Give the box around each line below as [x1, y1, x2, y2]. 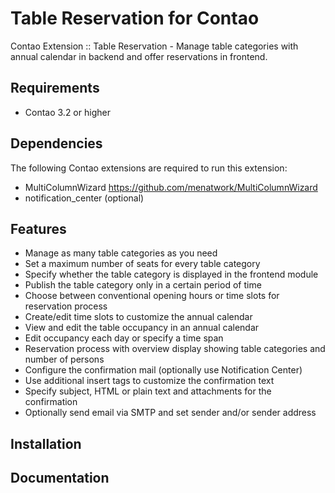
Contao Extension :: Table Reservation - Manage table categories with [10, 40, 299, 52]
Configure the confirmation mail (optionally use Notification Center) [24, 364, 303, 376]
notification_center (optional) [24, 192, 145, 204]
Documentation [10, 470, 110, 487]
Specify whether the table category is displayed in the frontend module [24, 268, 319, 281]
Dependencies [10, 135, 103, 152]
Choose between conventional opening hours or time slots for [24, 290, 280, 302]
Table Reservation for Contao [10, 7, 260, 30]
